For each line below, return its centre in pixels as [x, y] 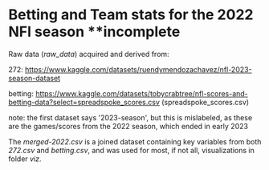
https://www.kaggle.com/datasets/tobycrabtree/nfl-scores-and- [142, 93]
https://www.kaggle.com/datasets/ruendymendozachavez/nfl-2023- [138, 69]
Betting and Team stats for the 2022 [131, 15]
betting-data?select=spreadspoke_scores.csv [84, 102]
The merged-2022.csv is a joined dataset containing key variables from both [135, 141]
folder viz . [25, 159]
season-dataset [35, 78]
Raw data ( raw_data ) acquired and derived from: [89, 54]
